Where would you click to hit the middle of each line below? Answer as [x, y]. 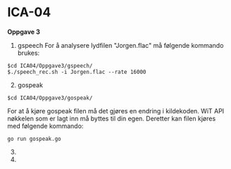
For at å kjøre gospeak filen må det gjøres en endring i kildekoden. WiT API [116, 111]
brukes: [29, 53]
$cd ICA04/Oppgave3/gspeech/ [50, 65]
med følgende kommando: [45, 126]
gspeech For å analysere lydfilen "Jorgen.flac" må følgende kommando [120, 45]
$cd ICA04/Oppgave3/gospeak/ [50, 98]
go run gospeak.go [34, 139]
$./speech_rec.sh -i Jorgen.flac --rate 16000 [77, 72]
